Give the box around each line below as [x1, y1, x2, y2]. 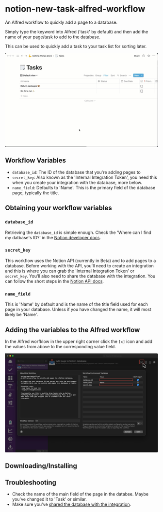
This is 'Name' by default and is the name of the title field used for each [5, 301, 148, 307]
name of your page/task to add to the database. [5, 34, 100, 40]
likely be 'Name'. [5, 311, 38, 318]
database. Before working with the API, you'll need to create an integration [5, 263, 154, 268]
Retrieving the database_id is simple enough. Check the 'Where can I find [5, 229, 151, 235]
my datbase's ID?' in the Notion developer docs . [5, 234, 101, 240]
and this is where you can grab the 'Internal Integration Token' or [5, 268, 135, 274]
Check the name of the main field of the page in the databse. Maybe [12, 491, 149, 497]
